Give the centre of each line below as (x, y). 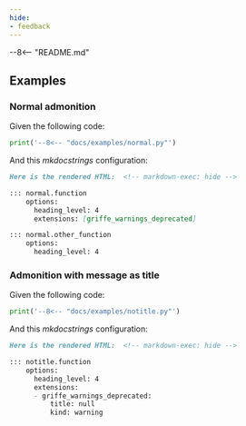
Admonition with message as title (85, 275)
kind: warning (76, 413)
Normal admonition (53, 106)
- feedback (30, 26)
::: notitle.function (50, 362)
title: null (72, 404)
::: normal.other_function (60, 235)
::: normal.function (49, 193)
